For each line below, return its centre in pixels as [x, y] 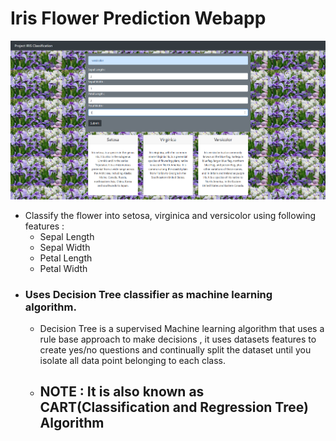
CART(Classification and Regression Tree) [174, 407]
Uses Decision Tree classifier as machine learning [148, 294]
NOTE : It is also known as [122, 392]
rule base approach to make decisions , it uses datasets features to [178, 339]
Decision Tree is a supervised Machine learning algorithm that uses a [182, 328]
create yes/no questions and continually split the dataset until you [175, 349]
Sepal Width [65, 247]
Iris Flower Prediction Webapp [138, 18]
